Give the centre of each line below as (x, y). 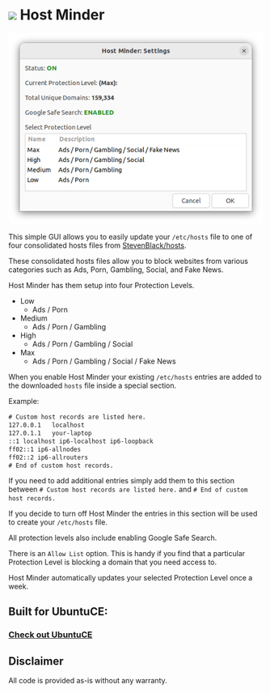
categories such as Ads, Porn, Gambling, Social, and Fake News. (116, 270)
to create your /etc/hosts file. (58, 522)
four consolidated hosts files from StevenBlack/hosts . (97, 245)
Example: (24, 401)
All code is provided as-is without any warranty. (88, 680)
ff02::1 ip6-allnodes (45, 449)
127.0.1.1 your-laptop (50, 433)
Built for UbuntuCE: (58, 612)
